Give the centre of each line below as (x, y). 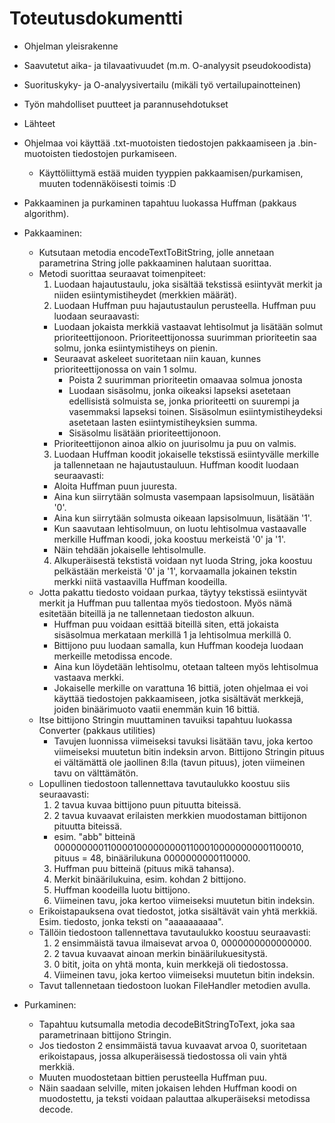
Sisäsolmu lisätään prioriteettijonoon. (145, 433)
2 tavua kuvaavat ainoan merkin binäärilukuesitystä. (160, 953)
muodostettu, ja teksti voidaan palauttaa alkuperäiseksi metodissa (174, 1098)
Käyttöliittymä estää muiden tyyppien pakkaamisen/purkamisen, (171, 173)
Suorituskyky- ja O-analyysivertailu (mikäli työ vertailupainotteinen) (162, 84)
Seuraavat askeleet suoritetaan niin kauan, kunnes (157, 358)
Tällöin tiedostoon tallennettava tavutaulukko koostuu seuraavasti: (174, 932)
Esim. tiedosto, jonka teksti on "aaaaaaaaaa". (131, 921)
